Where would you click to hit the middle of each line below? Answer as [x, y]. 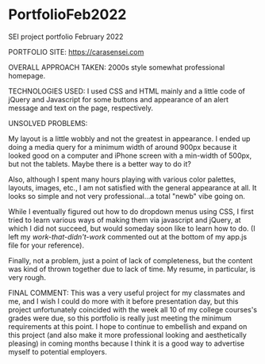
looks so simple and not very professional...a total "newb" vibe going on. [127, 196]
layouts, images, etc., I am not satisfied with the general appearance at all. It [132, 187]
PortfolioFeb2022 [67, 15]
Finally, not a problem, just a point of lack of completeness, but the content [131, 260]
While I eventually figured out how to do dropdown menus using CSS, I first [131, 211]
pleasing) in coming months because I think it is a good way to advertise [126, 343]
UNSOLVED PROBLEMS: [48, 123]
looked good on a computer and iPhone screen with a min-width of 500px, [130, 155]
